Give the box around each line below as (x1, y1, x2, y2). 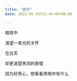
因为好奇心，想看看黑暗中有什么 (5, 70, 69, 76)
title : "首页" (5, 7, 32, 12)
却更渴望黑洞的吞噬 (5, 60, 44, 66)
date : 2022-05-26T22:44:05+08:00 (5, 12, 73, 16)
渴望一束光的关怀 (5, 40, 39, 46)
